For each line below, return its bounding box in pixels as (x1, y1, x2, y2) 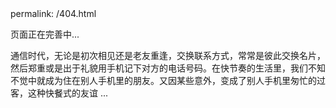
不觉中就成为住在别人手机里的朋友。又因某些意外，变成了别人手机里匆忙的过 (10, 75, 326, 86)
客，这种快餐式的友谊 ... (10, 87, 109, 99)
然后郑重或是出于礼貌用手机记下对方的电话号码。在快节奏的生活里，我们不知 (10, 62, 326, 74)
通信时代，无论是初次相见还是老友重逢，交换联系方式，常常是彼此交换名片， (10, 50, 326, 61)
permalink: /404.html (10, 8, 97, 19)
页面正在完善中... (10, 28, 80, 40)
